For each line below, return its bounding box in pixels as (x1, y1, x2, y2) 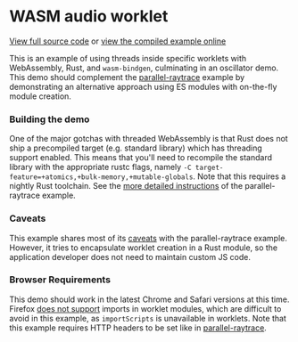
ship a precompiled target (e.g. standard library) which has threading (9, 142, 263, 153)
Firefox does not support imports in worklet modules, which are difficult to (9, 303, 282, 313)
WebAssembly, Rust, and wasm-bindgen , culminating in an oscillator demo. (9, 62, 279, 73)
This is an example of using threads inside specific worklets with (9, 53, 247, 63)
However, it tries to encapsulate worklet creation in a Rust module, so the (9, 242, 278, 253)
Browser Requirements (9, 273, 112, 286)
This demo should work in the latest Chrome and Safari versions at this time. (9, 294, 290, 305)
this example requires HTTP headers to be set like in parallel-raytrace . (9, 322, 268, 333)
